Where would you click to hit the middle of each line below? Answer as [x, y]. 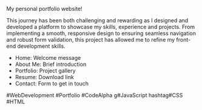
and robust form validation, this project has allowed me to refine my [91, 40]
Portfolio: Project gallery [45, 71]
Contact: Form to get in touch [52, 83]
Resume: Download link [44, 77]
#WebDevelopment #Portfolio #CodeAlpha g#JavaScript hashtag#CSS [95, 95]
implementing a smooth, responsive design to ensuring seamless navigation [101, 33]
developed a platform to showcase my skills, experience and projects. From [101, 27]
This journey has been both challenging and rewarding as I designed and [97, 20]
